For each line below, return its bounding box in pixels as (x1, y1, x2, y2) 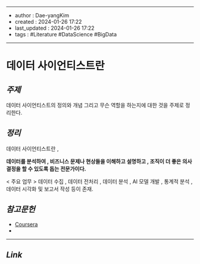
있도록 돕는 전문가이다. (33, 165, 86, 172)
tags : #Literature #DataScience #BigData (14, 31, 117, 38)
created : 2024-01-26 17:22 (14, 18, 82, 25)
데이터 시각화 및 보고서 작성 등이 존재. (6, 185, 93, 192)
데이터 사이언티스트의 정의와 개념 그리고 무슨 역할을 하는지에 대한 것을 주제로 (6, 102, 185, 108)
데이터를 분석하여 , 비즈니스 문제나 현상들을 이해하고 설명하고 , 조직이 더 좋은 (6, 157, 182, 164)
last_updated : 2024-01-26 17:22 (14, 24, 95, 32)
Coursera (14, 220, 38, 228)
